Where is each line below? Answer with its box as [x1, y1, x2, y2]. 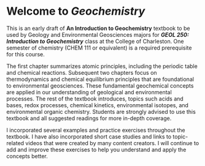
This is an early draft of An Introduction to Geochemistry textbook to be [6, 25, 190, 32]
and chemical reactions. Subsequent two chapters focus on [6, 69, 158, 76]
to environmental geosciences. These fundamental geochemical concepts [6, 81, 194, 89]
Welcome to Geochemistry [6, 4, 145, 18]
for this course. [6, 50, 45, 58]
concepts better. [6, 152, 48, 160]
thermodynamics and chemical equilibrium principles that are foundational [6, 75, 195, 83]
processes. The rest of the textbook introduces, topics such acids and [6, 95, 184, 102]
